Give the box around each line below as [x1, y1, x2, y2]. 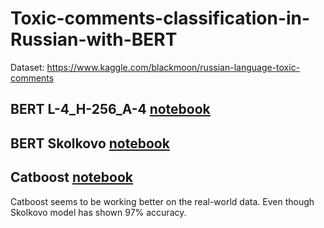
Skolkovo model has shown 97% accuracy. [10, 206, 187, 218]
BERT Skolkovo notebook [10, 135, 170, 152]
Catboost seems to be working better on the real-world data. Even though [10, 195, 315, 207]
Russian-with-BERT [10, 28, 178, 51]
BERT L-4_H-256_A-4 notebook [10, 101, 211, 118]
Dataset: [10, 61, 45, 73]
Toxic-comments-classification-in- [10, 7, 311, 30]
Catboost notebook [10, 169, 134, 186]
